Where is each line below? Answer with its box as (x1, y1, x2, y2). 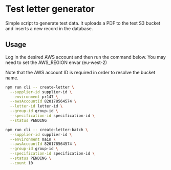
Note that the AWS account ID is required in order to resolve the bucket (5, 69, 156, 75)
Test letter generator (5, 3, 95, 15)
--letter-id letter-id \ (10, 103, 63, 109)
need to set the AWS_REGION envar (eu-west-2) (5, 59, 108, 66)
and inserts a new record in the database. (5, 25, 93, 31)
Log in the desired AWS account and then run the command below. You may (5, 54, 166, 60)
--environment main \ (10, 137, 56, 142)
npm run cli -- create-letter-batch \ (5, 127, 88, 132)
